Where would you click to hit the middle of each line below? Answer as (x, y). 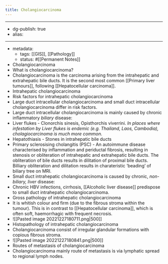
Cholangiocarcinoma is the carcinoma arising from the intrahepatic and (85, 75)
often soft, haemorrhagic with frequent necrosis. (62, 213)
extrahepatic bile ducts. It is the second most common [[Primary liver (83, 80)
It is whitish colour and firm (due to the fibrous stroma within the (78, 203)
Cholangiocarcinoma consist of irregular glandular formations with (80, 229)
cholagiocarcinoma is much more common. (57, 134)
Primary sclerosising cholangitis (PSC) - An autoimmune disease (79, 144)
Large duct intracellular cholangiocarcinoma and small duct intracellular (86, 102)
